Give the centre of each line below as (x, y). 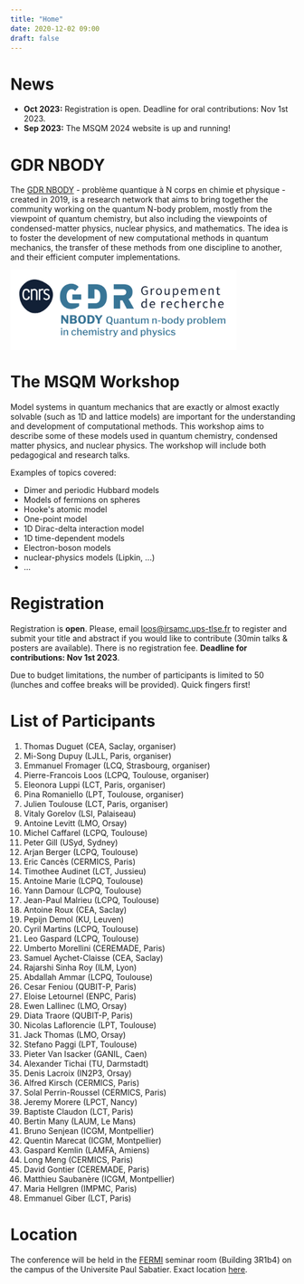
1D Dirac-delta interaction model (84, 528)
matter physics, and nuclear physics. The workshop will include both (138, 445)
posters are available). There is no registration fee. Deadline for (129, 648)
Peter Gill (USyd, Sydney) (71, 842)
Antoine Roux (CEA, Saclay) (75, 909)
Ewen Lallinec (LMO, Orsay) (75, 1005)
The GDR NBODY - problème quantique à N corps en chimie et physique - (148, 190)
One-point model (55, 518)
